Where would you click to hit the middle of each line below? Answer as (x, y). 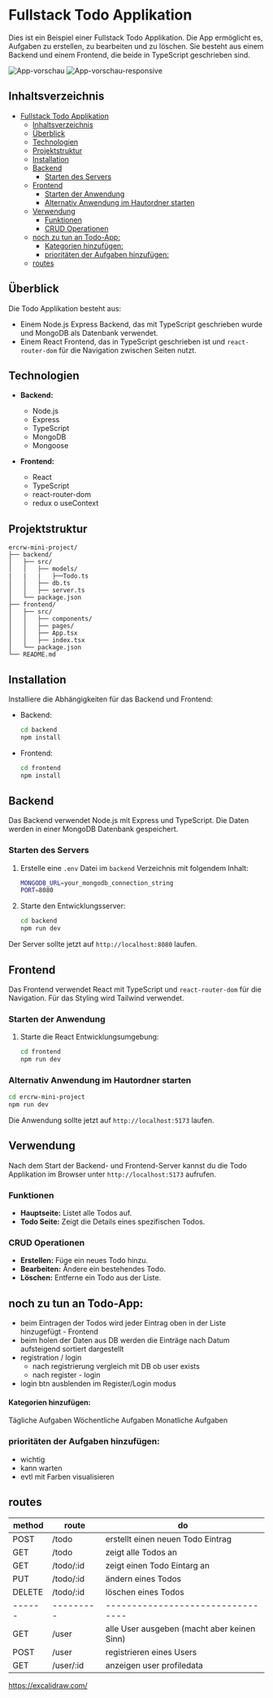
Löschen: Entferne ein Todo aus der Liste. (91, 1278)
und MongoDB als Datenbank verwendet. (89, 332)
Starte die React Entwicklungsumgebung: (89, 1037)
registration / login (51, 1357)
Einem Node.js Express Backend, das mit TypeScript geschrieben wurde (141, 324)
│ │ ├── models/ (43, 569)
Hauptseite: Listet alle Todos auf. (76, 1213)
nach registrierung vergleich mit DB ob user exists (116, 1366)
